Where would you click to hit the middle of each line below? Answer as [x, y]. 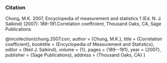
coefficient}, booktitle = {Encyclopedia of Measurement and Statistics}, [80, 44]
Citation [15, 8]
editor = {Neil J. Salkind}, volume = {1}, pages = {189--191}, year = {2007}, [83, 50]
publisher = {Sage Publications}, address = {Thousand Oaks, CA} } [75, 55]
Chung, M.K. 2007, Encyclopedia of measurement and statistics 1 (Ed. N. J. [83, 19]
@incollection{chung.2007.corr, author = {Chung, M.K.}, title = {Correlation [84, 39]
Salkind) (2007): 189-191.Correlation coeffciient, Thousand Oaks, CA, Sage [83, 24]
